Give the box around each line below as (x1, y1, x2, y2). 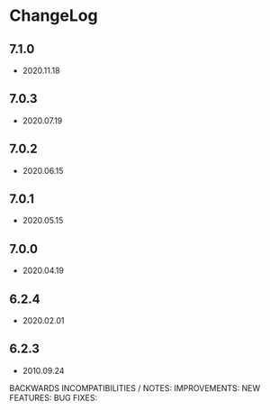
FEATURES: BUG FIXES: (9, 392, 97, 403)
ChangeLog (9, 5, 98, 26)
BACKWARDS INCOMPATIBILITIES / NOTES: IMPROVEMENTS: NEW (9, 382, 261, 393)
